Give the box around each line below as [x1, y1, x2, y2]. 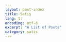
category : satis [5, 29, 38, 34]
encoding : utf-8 [5, 20, 38, 26]
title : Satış [5, 12, 32, 16]
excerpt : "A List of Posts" [5, 25, 62, 30]
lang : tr [5, 16, 23, 21]
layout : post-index [5, 7, 45, 12]
